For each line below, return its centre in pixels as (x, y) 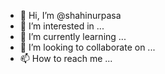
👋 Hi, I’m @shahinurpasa (70, 15)
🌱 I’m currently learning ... (73, 36)
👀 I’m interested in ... (62, 26)
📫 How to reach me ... (66, 58)
